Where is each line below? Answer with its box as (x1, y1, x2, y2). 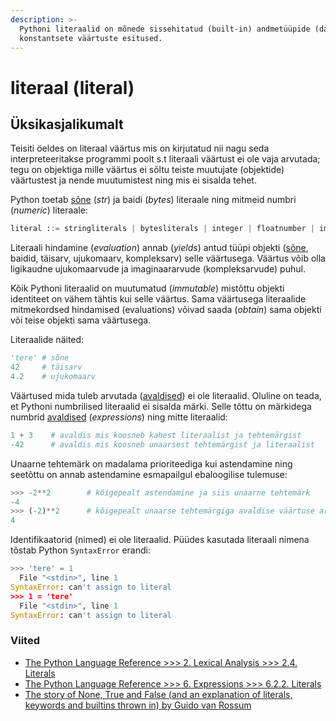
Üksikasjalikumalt (10, 116, 124, 133)
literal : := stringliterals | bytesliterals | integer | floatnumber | (10, 224, 315, 234)
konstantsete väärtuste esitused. (19, 33, 163, 43)
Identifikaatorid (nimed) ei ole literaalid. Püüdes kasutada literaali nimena (10, 534, 310, 546)
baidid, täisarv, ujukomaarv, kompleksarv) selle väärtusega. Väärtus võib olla (10, 252, 326, 265)
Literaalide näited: (10, 334, 85, 346)
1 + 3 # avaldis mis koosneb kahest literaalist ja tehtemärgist (10, 430, 302, 440)
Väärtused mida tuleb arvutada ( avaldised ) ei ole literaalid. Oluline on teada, (10, 389, 322, 401)
